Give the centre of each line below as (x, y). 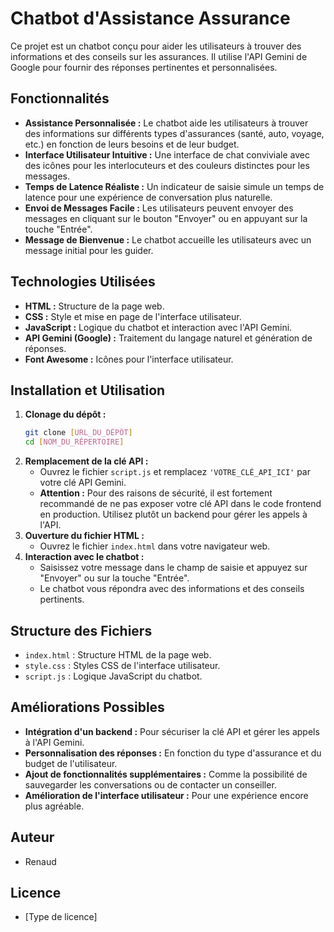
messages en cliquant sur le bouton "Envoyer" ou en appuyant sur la (166, 218)
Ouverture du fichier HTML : (84, 536)
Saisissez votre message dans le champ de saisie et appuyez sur (173, 568)
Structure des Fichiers (81, 630)
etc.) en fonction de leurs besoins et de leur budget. (132, 144)
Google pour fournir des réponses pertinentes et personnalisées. (144, 67)
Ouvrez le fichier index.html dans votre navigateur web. (155, 546)
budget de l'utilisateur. (71, 763)
